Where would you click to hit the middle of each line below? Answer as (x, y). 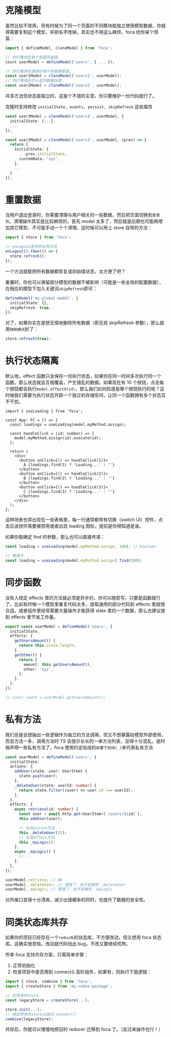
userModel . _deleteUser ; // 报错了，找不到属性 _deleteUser (66, 885)
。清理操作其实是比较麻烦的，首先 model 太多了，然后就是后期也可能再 (84, 221)
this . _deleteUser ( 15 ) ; (43, 833)
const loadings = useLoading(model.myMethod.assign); (68, 425)
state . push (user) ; (38, 776)
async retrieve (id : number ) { (47, 809)
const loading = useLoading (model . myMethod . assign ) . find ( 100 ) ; (74, 560)
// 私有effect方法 (37, 837)
